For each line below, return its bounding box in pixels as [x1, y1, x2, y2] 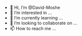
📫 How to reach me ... [9, 26, 56, 31]
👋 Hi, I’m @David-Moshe [9, 5, 61, 10]
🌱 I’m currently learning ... [9, 15, 63, 20]
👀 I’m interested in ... [9, 10, 52, 16]
